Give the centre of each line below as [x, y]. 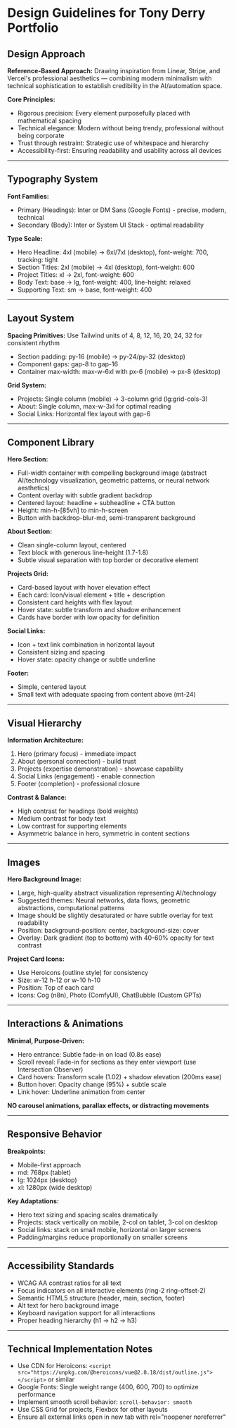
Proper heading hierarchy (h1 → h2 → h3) [77, 1320]
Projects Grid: [28, 574]
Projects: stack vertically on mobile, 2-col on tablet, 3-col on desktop [117, 1222]
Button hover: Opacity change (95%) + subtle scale [92, 1084]
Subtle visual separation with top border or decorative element [108, 560]
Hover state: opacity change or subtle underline [86, 659]
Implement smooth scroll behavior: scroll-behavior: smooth [105, 1402]
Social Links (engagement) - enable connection [86, 776]
